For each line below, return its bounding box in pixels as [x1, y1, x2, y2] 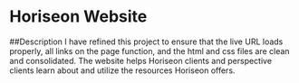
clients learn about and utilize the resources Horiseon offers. [9, 65, 236, 76]
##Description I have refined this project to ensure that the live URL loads [9, 36, 284, 47]
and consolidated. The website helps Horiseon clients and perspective [9, 55, 273, 66]
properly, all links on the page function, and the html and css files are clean [9, 45, 290, 56]
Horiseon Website [9, 6, 148, 27]
